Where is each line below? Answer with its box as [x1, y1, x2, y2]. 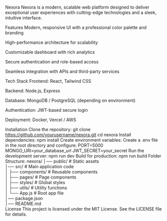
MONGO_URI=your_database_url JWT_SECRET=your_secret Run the [5, 148, 145, 154]
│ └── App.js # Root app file [5, 190, 64, 196]
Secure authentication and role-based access [5, 59, 99, 64]
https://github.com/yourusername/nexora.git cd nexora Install [5, 132, 132, 138]
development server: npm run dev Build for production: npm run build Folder [5, 153, 162, 159]
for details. [5, 212, 27, 217]
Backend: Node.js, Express [5, 88, 61, 94]
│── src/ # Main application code [5, 164, 74, 169]
